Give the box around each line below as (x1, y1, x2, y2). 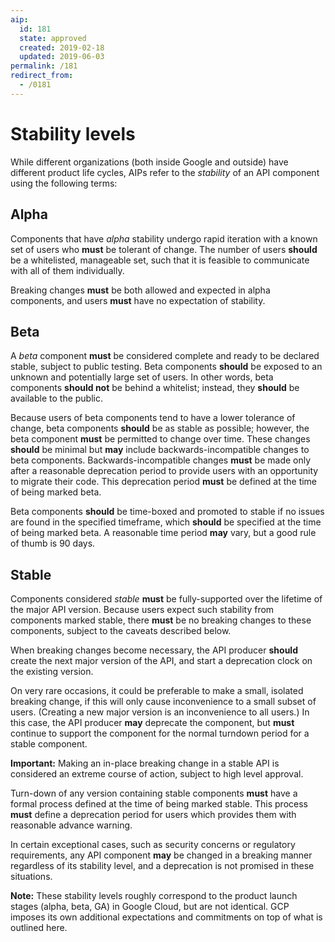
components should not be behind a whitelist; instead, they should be (10, 382, 300, 394)
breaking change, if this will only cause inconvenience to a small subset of (10, 696, 317, 708)
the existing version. (10, 666, 94, 678)
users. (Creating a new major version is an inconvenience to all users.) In (10, 706, 310, 718)
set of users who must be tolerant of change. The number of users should (10, 243, 318, 255)
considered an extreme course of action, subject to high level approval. (10, 768, 304, 780)
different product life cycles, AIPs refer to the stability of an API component (10, 166, 320, 178)
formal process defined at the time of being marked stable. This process (10, 798, 308, 810)
